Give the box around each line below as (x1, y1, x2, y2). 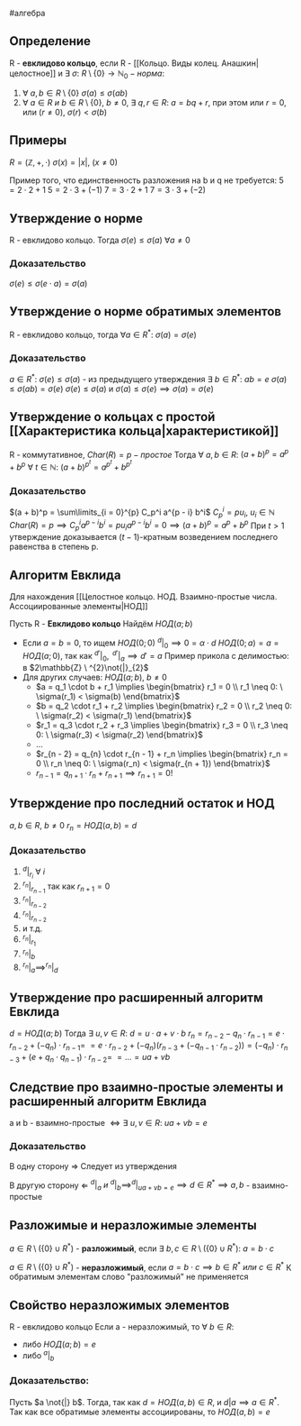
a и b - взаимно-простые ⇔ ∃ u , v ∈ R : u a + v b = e (9, 1118, 208, 1129)
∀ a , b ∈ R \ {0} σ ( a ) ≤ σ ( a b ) (22, 87, 128, 98)
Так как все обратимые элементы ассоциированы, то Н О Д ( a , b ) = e (9, 1406, 271, 1417)
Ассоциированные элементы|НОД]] (9, 600, 148, 611)
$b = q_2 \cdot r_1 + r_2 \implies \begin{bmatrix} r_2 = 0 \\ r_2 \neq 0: (35, 700, 293, 711)
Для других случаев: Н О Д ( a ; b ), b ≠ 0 (22, 672, 168, 682)
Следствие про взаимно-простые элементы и (9, 1080, 284, 1094)
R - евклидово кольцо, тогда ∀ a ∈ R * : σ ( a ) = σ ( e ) (9, 328, 198, 340)
